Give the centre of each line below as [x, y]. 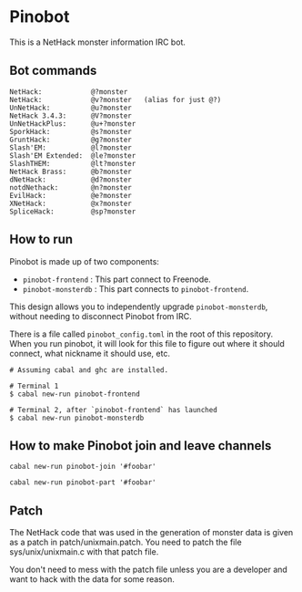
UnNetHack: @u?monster [70, 108]
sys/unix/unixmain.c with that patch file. [84, 552]
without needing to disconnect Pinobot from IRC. [101, 316]
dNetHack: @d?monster [70, 180]
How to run [41, 239]
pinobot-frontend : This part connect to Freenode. [116, 279]
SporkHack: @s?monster [70, 131]
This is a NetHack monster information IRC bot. [98, 42]
